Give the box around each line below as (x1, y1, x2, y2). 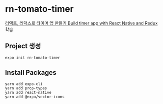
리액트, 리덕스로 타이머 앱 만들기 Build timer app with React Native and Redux (5, 20, 158, 26)
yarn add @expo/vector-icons (5, 94, 65, 99)
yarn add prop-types (5, 85, 48, 91)
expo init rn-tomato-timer (5, 55, 60, 60)
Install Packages (5, 68, 56, 77)
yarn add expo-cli (5, 82, 43, 86)
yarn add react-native (5, 90, 52, 95)
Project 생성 (5, 42, 41, 50)
